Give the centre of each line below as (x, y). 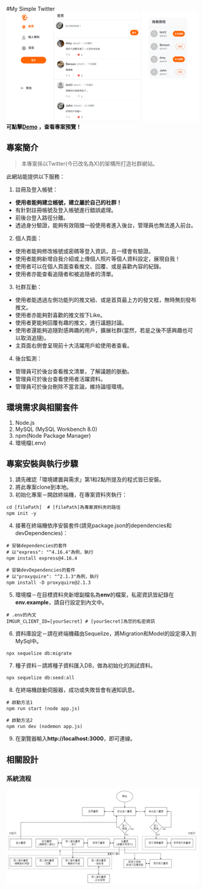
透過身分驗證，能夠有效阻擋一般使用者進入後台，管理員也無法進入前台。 (105, 225)
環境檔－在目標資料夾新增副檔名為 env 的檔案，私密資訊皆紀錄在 (95, 595)
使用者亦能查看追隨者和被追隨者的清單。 (66, 274)
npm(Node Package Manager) (53, 435)
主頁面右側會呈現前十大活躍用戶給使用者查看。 (74, 345)
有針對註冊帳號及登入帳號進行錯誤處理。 (66, 210)
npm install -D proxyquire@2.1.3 (49, 583)
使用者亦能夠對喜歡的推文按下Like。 (60, 315)
